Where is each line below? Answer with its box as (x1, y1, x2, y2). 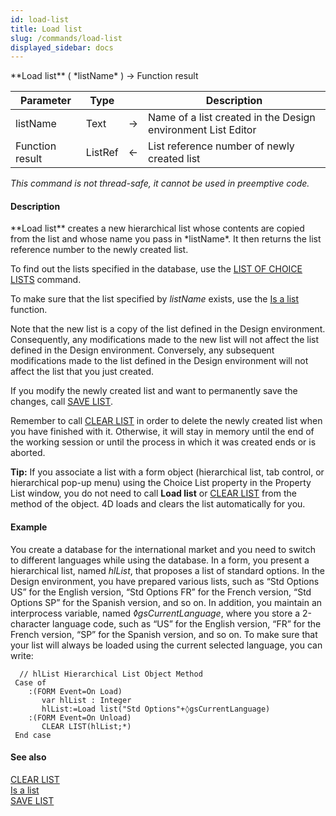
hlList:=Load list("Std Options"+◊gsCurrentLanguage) (41, 704, 271, 714)
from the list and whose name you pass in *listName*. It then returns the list (10, 233, 322, 245)
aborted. (10, 447, 46, 459)
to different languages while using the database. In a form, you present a (10, 554, 310, 566)
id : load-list (10, 14, 70, 25)
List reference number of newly (148, 139, 295, 153)
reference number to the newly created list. (10, 244, 189, 256)
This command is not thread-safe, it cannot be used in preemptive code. (10, 177, 310, 190)
